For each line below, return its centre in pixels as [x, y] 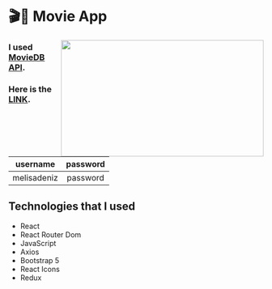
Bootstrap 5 [40, 260]
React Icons [40, 269]
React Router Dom [51, 234]
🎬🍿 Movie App [58, 17]
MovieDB [27, 57]
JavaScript [38, 243]
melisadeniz [35, 177]
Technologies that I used [72, 207]
